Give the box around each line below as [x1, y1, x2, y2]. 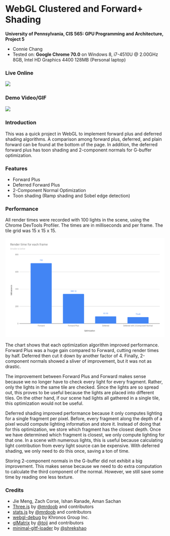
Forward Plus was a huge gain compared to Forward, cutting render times [5, 347, 159, 353]
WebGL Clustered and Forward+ [5, 3, 143, 15]
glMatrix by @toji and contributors [12, 520, 84, 526]
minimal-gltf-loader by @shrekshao [12, 525, 87, 531]
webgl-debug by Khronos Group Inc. [12, 514, 90, 521]
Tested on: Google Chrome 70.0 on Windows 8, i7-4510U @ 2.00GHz [12, 51, 158, 57]
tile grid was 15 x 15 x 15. [5, 228, 57, 234]
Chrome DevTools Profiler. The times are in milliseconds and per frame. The [5, 222, 163, 229]
